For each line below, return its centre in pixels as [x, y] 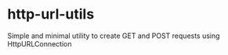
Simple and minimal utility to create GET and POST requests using [114, 36]
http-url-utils [51, 14]
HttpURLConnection [40, 43]
